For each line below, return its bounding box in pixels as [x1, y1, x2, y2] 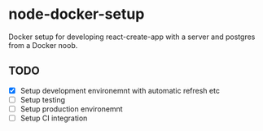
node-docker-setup [8, 5, 145, 24]
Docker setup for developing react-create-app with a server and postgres [8, 32, 256, 41]
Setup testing [20, 94, 66, 104]
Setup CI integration [20, 113, 88, 123]
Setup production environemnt [20, 103, 124, 114]
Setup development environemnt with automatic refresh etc [20, 85, 220, 95]
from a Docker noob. [8, 40, 78, 50]
